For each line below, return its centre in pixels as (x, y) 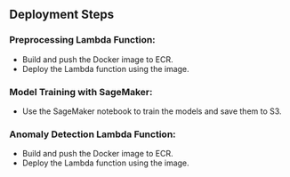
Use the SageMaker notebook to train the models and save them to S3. (152, 111)
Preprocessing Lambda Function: (82, 40)
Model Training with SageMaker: (81, 92)
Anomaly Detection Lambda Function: (93, 134)
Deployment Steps (61, 15)
